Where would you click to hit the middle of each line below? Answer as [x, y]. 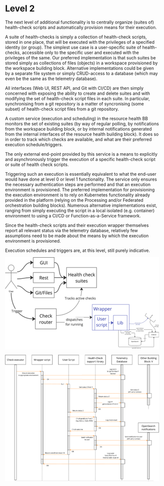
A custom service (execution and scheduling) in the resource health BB [76, 118]
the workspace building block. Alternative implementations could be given [80, 68]
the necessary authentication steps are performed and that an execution [78, 184]
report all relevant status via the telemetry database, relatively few [72, 230]
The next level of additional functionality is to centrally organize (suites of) [80, 22]
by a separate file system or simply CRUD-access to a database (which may [82, 73]
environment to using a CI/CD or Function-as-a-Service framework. [73, 216]
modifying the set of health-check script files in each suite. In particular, [78, 98]
